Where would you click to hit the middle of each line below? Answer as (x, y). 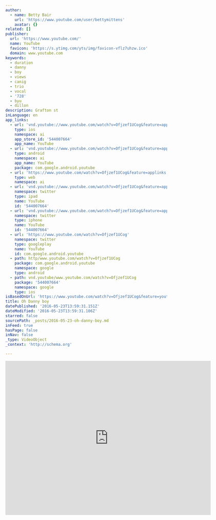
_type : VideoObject (26, 340)
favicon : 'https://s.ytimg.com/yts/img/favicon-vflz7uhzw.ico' (79, 48)
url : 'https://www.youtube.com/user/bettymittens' (70, 20)
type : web (25, 177)
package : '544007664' (37, 282)
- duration (22, 63)
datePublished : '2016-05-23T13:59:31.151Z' (53, 306)
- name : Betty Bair (31, 15)
